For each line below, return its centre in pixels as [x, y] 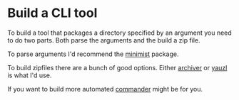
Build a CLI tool [52, 13]
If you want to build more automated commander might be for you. [105, 89]
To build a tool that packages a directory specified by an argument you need [119, 33]
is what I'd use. [30, 75]
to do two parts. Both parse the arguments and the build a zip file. [104, 40]
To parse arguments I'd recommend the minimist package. [93, 54]
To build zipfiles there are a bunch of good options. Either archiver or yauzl [117, 67]
